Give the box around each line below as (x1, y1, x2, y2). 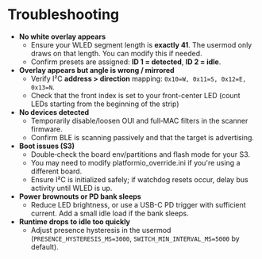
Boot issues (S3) (18, 141, 75, 150)
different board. (30, 166, 83, 176)
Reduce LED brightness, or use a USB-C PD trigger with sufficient (30, 200, 247, 209)
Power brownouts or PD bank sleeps (18, 192, 142, 201)
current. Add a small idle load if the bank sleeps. (30, 208, 189, 218)
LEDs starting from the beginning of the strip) (30, 99, 179, 109)
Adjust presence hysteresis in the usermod (30, 225, 171, 234)
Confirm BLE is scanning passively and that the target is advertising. (30, 132, 255, 142)
